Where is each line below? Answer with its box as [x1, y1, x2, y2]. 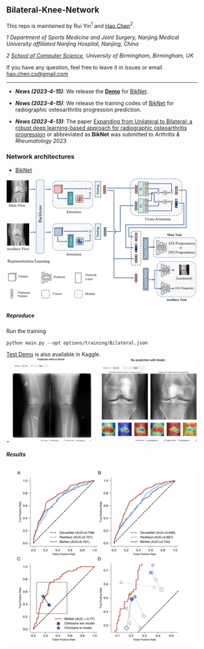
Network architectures [6, 152, 75, 161]
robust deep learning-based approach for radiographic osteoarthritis [15, 124, 187, 132]
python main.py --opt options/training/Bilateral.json [6, 340, 148, 346]
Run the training [6, 327, 47, 334]
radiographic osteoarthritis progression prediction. [15, 106, 141, 113]
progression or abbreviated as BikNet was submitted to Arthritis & [15, 131, 180, 138]
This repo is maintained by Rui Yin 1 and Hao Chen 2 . [6, 21, 135, 29]
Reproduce [6, 312, 35, 319]
